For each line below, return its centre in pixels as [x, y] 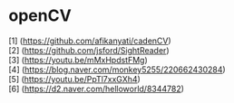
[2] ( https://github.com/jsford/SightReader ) [89, 50]
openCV [40, 16]
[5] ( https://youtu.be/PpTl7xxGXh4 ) [75, 79]
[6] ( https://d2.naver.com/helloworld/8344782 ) [97, 89]
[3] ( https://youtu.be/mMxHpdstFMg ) [78, 60]
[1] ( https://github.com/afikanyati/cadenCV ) [90, 41]
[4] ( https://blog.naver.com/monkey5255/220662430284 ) [117, 70]
